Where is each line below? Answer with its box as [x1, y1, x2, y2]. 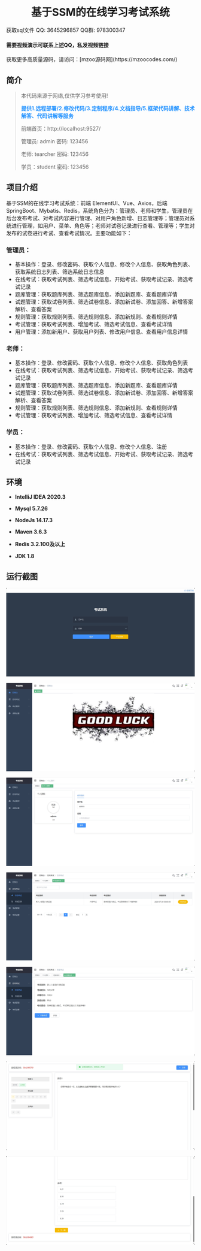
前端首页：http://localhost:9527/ [20, 125, 101, 132]
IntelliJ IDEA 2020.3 [14, 493, 66, 501]
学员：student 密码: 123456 [20, 163, 89, 170]
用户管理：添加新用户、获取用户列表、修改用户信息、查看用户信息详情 [14, 328, 188, 336]
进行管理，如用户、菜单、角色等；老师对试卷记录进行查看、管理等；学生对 [11, 222, 195, 229]
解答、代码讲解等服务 [20, 112, 74, 119]
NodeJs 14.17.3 [14, 517, 53, 524]
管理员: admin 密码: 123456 [20, 137, 89, 144]
